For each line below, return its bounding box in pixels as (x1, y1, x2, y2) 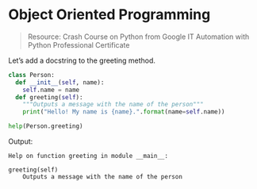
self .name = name (22, 86, 80, 94)
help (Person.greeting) (8, 122, 83, 130)
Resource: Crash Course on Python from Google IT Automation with (27, 32, 250, 41)
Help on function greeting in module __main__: (8, 152, 169, 160)
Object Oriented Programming (8, 6, 211, 24)
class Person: (8, 71, 56, 79)
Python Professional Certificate (27, 40, 130, 49)
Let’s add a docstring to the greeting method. (8, 56, 156, 65)
